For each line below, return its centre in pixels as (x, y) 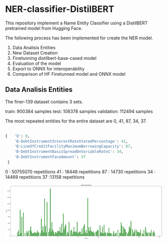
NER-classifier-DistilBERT (60, 9)
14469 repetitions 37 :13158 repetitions (45, 177)
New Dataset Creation (35, 53)
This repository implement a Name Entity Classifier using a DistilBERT (77, 23)
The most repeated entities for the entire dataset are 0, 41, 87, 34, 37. (76, 121)
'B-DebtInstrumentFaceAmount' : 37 (50, 157)
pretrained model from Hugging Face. (44, 28)
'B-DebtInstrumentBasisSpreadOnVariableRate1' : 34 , (69, 152)
